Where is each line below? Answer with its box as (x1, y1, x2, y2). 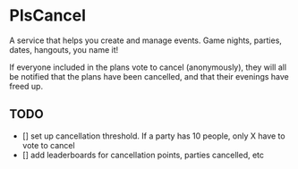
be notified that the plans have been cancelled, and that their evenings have (9, 71, 289, 81)
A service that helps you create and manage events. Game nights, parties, (9, 35, 282, 46)
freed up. (9, 80, 43, 91)
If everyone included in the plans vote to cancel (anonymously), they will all (9, 62, 287, 72)
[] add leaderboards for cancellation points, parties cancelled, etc (21, 149, 265, 160)
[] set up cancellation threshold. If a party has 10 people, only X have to (21, 131, 285, 141)
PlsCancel (9, 5, 87, 26)
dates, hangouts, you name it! (9, 44, 119, 55)
